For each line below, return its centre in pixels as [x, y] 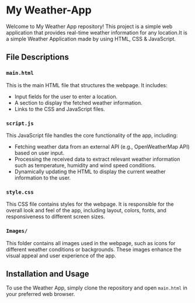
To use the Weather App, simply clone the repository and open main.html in [97, 288]
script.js [20, 123]
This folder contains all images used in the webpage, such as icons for [91, 243]
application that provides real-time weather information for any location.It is [97, 32]
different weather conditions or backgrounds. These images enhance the [94, 249]
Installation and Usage [48, 273]
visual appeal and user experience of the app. [61, 256]
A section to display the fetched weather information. [79, 102]
